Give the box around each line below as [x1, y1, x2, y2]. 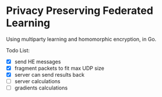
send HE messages [14, 58, 61, 65]
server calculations [14, 78, 61, 85]
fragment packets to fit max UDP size [14, 65, 105, 71]
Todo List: [6, 46, 30, 53]
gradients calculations [14, 84, 68, 91]
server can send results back [14, 71, 84, 78]
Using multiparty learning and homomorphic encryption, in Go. [6, 35, 157, 42]
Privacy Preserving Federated [6, 4, 153, 17]
